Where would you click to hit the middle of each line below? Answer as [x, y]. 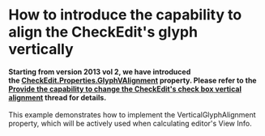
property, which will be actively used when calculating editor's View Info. [130, 123]
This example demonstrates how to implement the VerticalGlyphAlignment [132, 114]
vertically [41, 49]
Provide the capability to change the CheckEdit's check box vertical [125, 89]
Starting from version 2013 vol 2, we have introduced [100, 71]
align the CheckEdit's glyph [103, 32]
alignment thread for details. [58, 97]
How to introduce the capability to [125, 15]
